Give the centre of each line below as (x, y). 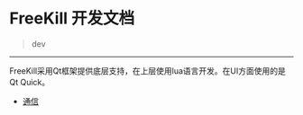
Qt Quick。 (30, 82)
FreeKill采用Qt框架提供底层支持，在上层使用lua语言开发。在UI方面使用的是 (148, 71)
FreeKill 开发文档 (72, 18)
